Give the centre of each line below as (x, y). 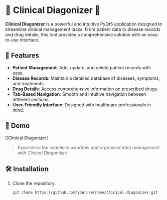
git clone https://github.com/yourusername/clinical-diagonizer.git (85, 193)
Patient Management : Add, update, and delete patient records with (82, 67)
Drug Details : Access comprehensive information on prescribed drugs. (85, 89)
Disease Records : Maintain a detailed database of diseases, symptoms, (86, 78)
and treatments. (29, 83)
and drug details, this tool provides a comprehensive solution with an (76, 34)
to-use (12, 40)
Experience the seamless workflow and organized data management (88, 147)
